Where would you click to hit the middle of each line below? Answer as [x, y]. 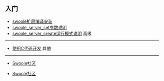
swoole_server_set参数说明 [39, 27]
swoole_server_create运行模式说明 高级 [52, 33]
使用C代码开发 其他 [31, 48]
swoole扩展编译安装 [32, 21]
